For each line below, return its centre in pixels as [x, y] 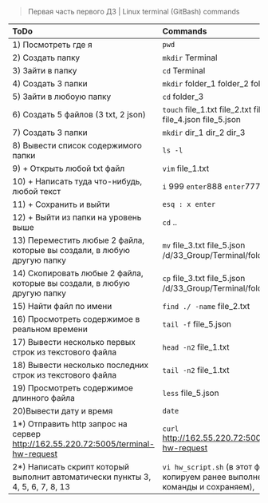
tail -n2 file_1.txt [196, 370]
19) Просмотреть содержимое [73, 388]
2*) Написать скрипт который [71, 467]
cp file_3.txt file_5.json [204, 278]
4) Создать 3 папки [50, 83]
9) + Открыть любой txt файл [69, 168]
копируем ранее [194, 477]
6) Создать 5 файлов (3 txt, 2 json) [79, 115]
